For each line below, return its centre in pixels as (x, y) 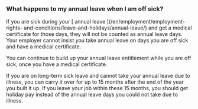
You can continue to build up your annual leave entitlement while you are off (99, 58)
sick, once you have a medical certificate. (57, 64)
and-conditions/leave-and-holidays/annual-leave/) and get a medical (108, 28)
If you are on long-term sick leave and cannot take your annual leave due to (98, 76)
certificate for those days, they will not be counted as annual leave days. (94, 34)
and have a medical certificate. (44, 47)
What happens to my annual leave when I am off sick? (85, 9)
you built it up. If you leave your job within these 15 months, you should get (97, 88)
